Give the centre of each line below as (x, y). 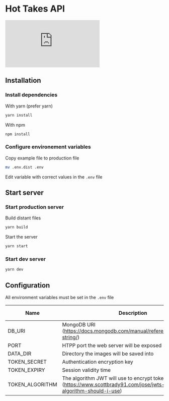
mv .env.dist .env (24, 167)
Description (133, 313)
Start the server (21, 237)
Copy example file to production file (42, 158)
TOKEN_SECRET (27, 362)
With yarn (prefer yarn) (29, 106)
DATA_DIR (20, 354)
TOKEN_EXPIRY (26, 370)
